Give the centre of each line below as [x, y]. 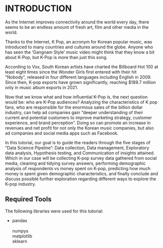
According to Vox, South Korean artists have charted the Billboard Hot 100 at [82, 67]
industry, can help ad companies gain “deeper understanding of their [74, 112]
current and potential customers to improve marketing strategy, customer [79, 117]
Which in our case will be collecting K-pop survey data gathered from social [81, 158]
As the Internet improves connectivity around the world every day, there [77, 22]
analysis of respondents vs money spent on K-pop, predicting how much [78, 168]
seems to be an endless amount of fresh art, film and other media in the [77, 27]
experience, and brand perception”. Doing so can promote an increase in [78, 123]
